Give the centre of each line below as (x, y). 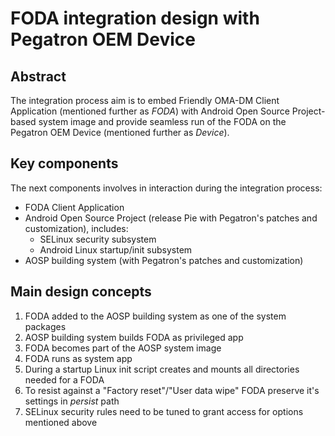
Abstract (38, 76)
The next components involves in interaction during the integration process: (166, 188)
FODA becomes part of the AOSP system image (123, 348)
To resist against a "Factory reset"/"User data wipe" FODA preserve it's (172, 390)
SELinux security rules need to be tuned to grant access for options (164, 411)
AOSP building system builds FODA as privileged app (134, 337)
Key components (64, 163)
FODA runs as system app (78, 358)
